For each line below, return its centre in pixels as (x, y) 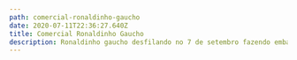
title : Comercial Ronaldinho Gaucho (76, 34)
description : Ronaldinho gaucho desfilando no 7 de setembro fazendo (140, 42)
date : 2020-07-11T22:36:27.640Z (69, 26)
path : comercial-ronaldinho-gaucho (75, 17)
